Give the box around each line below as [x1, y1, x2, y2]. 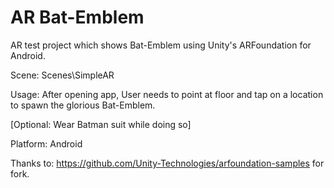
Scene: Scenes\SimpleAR [10, 69, 115, 81]
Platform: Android [10, 137, 83, 150]
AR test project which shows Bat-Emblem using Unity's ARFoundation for [10, 39, 312, 51]
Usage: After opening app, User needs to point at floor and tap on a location [10, 88, 324, 100]
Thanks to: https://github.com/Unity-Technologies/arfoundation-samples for [10, 157, 325, 169]
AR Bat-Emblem [10, 6, 145, 29]
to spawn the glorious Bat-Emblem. [10, 99, 156, 111]
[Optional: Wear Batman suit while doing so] [10, 118, 192, 130]
